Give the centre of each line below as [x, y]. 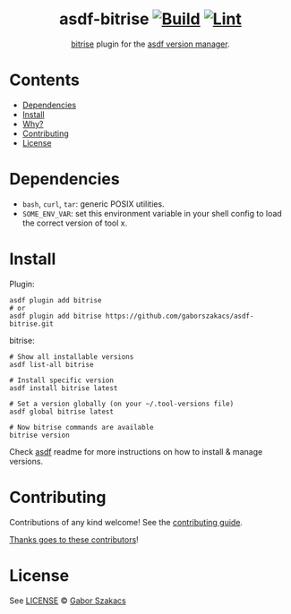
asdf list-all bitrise [51, 364]
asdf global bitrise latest [62, 412]
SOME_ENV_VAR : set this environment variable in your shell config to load [152, 213]
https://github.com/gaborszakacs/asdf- [180, 316]
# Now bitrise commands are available [81, 427]
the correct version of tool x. [75, 223]
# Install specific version [62, 380]
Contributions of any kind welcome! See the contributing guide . [126, 522]
